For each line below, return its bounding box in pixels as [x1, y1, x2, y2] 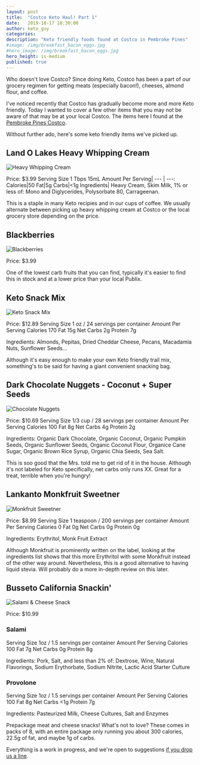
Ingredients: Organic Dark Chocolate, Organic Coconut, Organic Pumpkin [6, 435, 186, 442]
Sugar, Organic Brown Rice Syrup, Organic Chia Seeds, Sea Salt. [6, 447, 165, 454]
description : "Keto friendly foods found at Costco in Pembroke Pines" [6, 37, 188, 43]
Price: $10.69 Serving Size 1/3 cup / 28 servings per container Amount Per [6, 417, 189, 424]
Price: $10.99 [6, 610, 39, 618]
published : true [6, 59, 47, 65]
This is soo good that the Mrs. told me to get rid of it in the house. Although [6, 459, 191, 466]
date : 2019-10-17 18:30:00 [6, 20, 79, 26]
